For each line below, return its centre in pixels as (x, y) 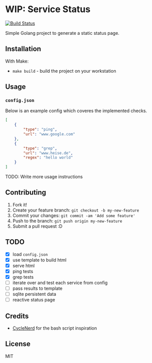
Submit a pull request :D (37, 226)
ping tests (23, 271)
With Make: (17, 61)
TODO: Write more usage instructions (44, 177)
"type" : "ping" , (40, 130)
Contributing (26, 193)
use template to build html (40, 260)
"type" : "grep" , (40, 148)
